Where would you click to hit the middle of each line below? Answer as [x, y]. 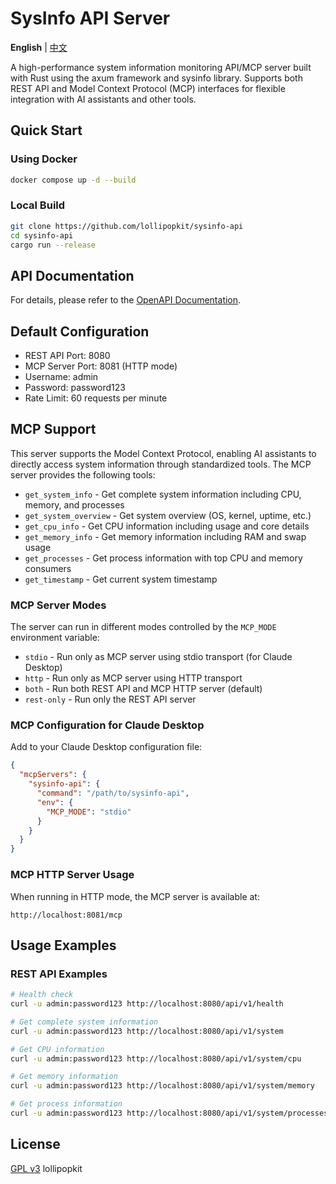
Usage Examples [63, 945]
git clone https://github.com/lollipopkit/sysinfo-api [127, 226]
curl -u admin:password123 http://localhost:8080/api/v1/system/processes [169, 1113]
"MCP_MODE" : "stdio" [89, 812]
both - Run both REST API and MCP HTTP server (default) [143, 689]
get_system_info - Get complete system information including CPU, [163, 494]
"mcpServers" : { [53, 775]
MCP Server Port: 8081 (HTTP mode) [101, 366]
